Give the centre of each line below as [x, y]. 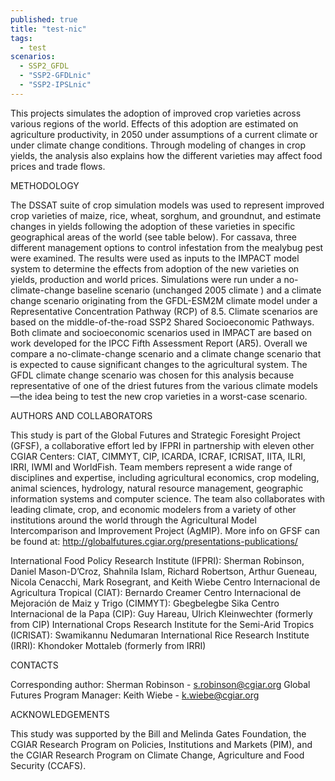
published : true [44, 19]
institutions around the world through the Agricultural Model [133, 520]
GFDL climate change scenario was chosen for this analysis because [152, 375]
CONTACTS [34, 665]
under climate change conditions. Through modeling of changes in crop [158, 145]
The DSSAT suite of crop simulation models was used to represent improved [167, 205]
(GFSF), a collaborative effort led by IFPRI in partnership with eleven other [162, 445]
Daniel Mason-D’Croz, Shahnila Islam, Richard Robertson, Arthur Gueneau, [164, 571]
